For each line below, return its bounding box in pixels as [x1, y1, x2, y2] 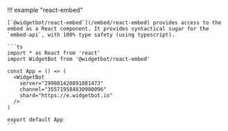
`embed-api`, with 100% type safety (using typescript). [7, 31, 175, 38]
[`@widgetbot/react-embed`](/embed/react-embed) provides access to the [7, 19, 222, 26]
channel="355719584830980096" [19, 86, 107, 93]
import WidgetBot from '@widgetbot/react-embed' [7, 55, 150, 62]
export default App [7, 116, 64, 123]
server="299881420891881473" [19, 80, 104, 87]
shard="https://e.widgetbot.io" [19, 92, 113, 99]
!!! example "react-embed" [7, 6, 83, 14]
